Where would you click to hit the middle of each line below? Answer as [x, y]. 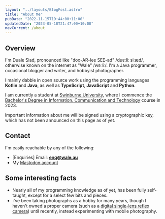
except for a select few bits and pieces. [68, 195]
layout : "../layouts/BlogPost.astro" [44, 10]
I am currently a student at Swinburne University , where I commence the [79, 95]
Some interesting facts [41, 178]
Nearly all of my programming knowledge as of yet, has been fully [79, 190]
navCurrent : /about [25, 28]
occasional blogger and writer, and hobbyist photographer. [65, 70]
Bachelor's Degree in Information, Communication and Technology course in [83, 100]
